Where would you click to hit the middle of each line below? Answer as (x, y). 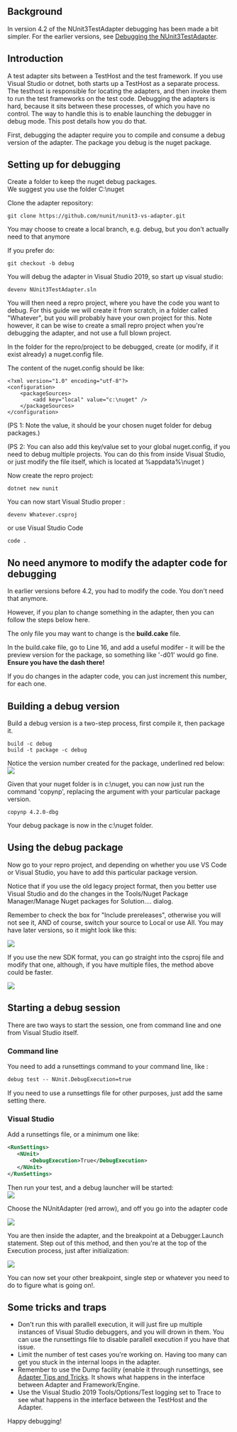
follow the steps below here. (49, 620)
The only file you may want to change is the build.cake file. (94, 634)
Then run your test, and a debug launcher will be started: (90, 1187)
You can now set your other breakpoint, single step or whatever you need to (118, 1277)
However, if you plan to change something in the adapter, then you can (111, 612)
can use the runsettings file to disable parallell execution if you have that (123, 1340)
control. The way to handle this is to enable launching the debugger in (110, 114)
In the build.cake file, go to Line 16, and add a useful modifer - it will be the (116, 647)
